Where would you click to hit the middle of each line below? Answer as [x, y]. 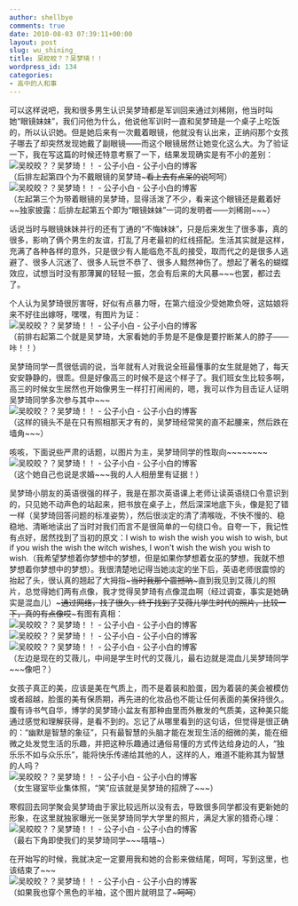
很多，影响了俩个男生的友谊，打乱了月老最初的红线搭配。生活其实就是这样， [149, 240]
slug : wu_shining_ [43, 51]
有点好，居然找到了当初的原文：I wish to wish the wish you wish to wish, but [149, 537]
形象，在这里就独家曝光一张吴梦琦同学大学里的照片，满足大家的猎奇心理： [145, 817]
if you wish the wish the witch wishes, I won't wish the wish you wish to [140, 547]
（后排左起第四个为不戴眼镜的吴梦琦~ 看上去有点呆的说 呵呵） [121, 176]
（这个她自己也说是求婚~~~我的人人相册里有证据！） [106, 474]
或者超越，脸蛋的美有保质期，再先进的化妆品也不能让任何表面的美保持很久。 [149, 699]
